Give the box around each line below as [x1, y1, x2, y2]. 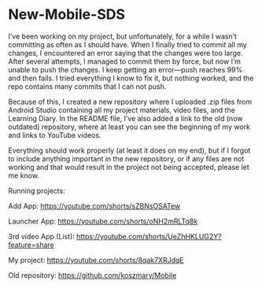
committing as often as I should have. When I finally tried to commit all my [8, 39, 248, 49]
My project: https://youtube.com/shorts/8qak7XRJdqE [8, 255, 184, 264]
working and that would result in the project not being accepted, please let [8, 162, 249, 172]
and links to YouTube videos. [8, 130, 101, 139]
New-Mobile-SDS [8, 6, 126, 24]
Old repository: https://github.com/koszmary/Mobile [8, 270, 177, 280]
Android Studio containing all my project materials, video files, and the [8, 105, 236, 115]
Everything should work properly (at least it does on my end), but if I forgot [8, 146, 251, 155]
